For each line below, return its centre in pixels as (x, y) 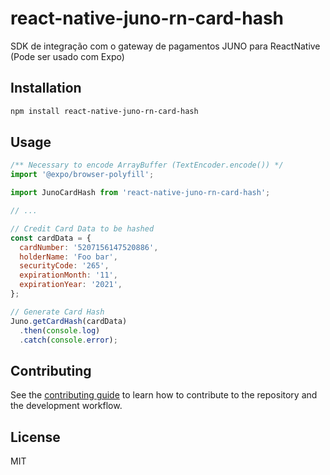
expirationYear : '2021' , (71, 285)
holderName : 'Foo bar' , (68, 257)
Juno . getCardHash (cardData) (69, 321)
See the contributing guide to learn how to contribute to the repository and (164, 395)
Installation (46, 88)
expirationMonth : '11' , (68, 275)
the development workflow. (66, 406)
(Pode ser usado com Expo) (67, 56)
